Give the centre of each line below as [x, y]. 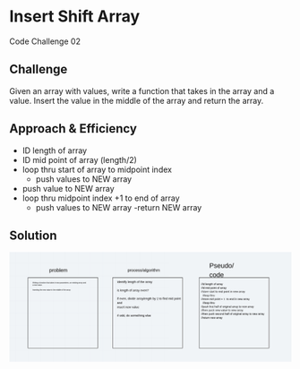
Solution [33, 235]
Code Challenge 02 [45, 41]
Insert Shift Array [75, 17]
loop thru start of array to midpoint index [97, 169]
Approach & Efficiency [73, 129]
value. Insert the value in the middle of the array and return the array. [137, 100]
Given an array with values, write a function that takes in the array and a [142, 90]
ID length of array [55, 150]
